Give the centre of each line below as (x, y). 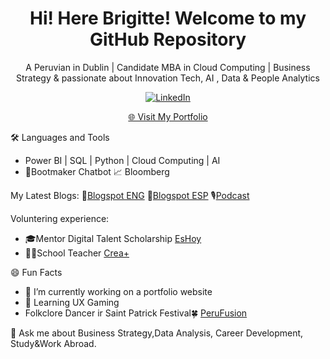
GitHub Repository (168, 39)
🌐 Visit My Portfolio (168, 116)
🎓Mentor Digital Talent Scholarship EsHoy (113, 238)
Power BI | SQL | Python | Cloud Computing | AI (122, 160)
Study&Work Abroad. (53, 343)
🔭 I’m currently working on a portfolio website (118, 291)
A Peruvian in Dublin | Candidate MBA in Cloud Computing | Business (168, 67)
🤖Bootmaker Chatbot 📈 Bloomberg (97, 171)
